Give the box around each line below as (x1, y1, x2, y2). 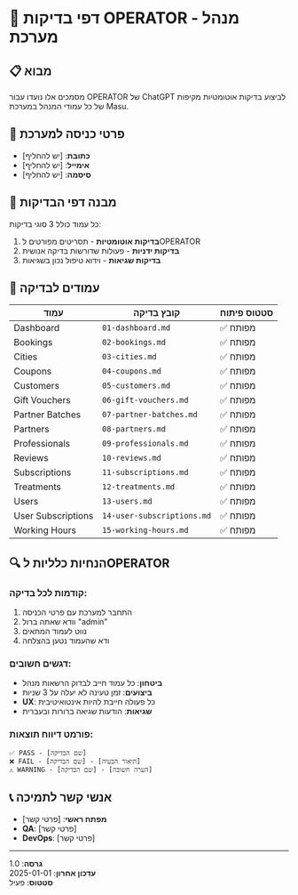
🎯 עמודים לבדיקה (9, 280, 100, 296)
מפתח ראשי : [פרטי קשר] (21, 813, 107, 824)
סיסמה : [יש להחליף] (21, 169, 91, 180)
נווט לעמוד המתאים (21, 626, 87, 637)
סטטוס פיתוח (219, 307, 273, 319)
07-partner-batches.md (101, 409, 198, 420)
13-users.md (101, 496, 153, 506)
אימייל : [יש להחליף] (21, 159, 90, 170)
